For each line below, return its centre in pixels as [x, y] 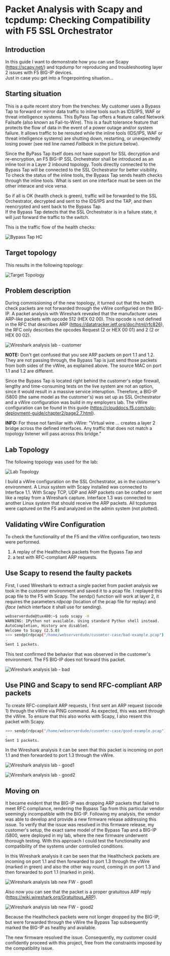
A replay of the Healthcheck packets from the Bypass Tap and [77, 552]
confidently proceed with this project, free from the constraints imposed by [83, 943]
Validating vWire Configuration [55, 524]
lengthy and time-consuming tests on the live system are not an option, [79, 386]
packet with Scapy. [25, 721]
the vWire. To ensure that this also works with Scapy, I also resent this [78, 716]
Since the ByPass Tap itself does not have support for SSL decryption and [82, 154]
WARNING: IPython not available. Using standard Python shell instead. [82, 621]
